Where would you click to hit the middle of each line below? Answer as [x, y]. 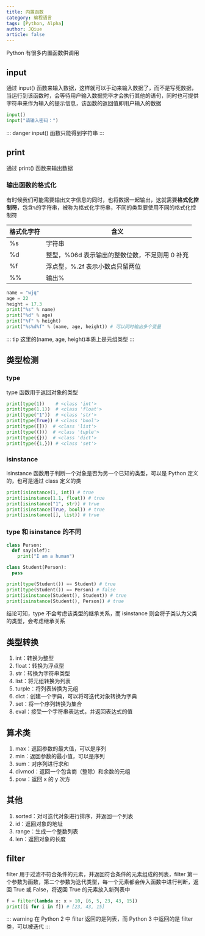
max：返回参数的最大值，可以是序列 [61, 748]
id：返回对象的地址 [39, 824]
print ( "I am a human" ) [46, 557]
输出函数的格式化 [31, 185]
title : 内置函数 [25, 12]
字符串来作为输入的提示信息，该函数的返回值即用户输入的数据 [84, 103]
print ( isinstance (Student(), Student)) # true [67, 595]
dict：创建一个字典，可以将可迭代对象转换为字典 [76, 697]
